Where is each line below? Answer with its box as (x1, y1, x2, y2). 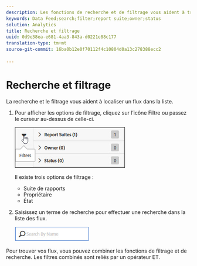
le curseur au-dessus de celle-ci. (14, 115, 95, 122)
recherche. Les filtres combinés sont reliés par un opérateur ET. (6, 253, 160, 260)
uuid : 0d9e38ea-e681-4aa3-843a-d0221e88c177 (6, 34, 117, 40)
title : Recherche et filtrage (6, 28, 80, 34)
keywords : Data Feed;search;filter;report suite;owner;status (6, 15, 161, 22)
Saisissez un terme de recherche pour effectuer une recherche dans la (14, 208, 186, 216)
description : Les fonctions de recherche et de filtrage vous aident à (6, 9, 185, 15)
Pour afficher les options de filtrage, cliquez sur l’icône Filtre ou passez (14, 109, 187, 116)
